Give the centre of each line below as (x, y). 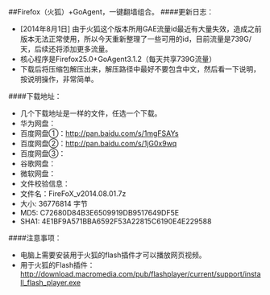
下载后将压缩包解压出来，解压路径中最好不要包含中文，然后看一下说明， (140, 69)
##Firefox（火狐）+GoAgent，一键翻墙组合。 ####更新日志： (111, 12)
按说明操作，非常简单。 (59, 79)
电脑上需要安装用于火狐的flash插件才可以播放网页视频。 (113, 255)
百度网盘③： (43, 154)
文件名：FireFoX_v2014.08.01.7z (73, 194)
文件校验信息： (45, 184)
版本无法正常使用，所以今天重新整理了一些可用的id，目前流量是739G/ (136, 39)
